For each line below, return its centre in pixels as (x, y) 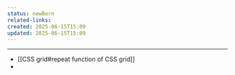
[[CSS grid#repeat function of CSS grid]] (76, 59)
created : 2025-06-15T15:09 (47, 26)
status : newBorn (31, 14)
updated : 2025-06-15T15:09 (47, 33)
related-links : (29, 20)
